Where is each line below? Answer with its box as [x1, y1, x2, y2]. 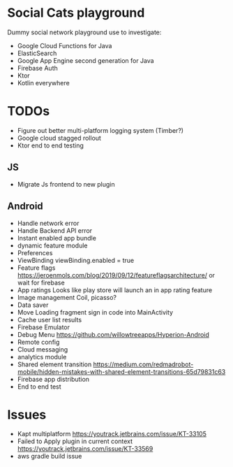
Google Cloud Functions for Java [17, 41, 112, 50]
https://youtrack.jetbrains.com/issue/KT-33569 [17, 445, 153, 453]
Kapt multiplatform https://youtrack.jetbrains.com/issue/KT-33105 [17, 430, 207, 438]
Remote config [17, 338, 60, 346]
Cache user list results [17, 315, 82, 324]
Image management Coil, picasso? [17, 293, 117, 301]
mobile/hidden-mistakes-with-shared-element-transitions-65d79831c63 [17, 367, 226, 375]
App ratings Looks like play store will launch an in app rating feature [17, 285, 213, 294]
